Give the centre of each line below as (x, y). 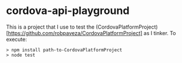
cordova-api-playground (68, 11)
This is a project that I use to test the (50, 27)
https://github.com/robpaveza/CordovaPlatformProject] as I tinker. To (92, 33)
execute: (17, 39)
